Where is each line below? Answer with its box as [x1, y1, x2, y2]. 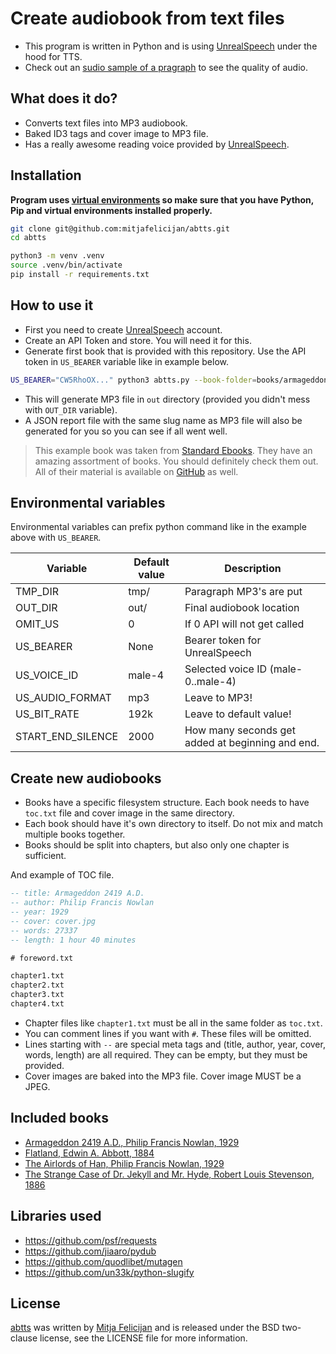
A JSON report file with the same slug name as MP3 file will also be [24, 414, 303, 426]
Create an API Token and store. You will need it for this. [24, 334, 252, 346]
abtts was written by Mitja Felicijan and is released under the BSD [10, 1322, 280, 1334]
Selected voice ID [184, 662, 268, 676]
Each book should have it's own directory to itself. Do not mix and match [24, 818, 323, 830]
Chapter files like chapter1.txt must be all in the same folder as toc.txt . [24, 1017, 323, 1029]
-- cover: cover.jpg [10, 916, 97, 926]
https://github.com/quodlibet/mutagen [24, 1255, 183, 1267]
